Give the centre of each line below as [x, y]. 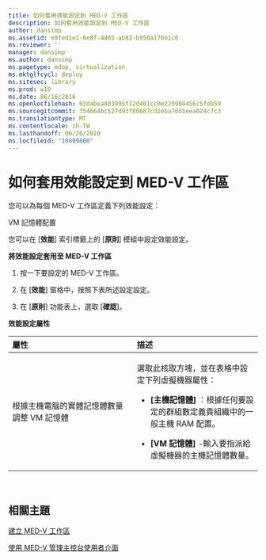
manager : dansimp [37, 52]
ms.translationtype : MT [47, 119]
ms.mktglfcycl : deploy [46, 74]
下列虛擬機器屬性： [181, 380]
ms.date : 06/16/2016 [42, 97]
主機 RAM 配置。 [189, 424]
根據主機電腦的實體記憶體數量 [68, 406]
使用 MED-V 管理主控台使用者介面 [63, 548]
